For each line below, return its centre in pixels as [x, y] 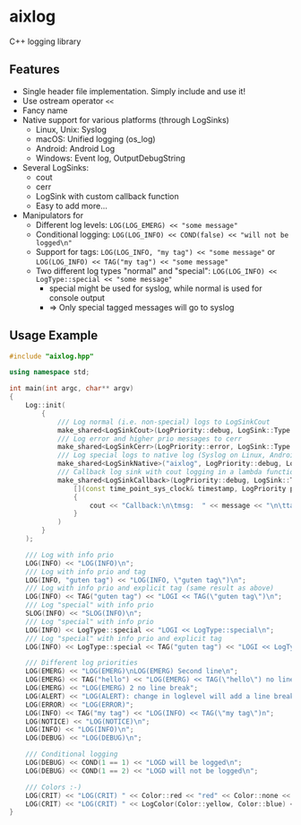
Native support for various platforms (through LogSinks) [126, 119]
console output [77, 297]
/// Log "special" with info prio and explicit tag [124, 638]
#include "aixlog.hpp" [52, 356]
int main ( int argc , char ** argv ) [72, 389]
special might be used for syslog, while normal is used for [155, 288]
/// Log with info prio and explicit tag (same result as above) [150, 588]
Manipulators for [52, 215]
